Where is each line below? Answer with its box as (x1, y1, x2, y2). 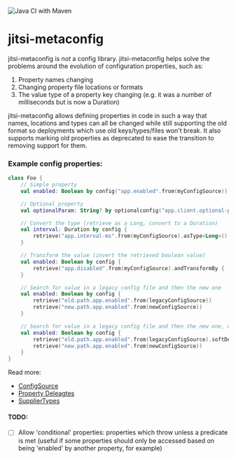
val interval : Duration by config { (20, 226, 128, 233)
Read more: (8, 368, 41, 377)
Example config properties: (8, 159, 103, 168)
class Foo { (8, 175, 43, 182)
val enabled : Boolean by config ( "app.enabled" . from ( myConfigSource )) (20, 187, 228, 194)
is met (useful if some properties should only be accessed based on (18, 436, 215, 445)
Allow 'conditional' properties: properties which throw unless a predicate (18, 428, 228, 437)
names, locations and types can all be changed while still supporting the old (8, 119, 227, 127)
